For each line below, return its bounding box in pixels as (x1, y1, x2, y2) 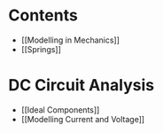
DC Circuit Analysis (8, 75, 155, 96)
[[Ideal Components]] (20, 104, 100, 115)
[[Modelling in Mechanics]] (20, 35, 120, 45)
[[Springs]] (20, 43, 61, 54)
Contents (8, 5, 79, 26)
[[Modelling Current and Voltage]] (20, 113, 145, 124)
